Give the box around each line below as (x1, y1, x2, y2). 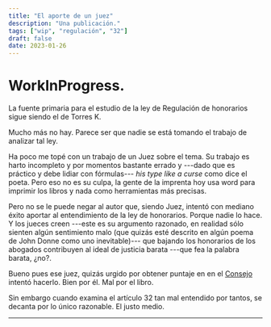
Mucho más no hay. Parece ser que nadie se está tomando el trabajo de (8, 128, 248, 137)
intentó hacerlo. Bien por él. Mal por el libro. (8, 278, 154, 287)
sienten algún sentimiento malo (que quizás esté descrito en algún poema (8, 228, 254, 237)
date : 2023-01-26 (8, 42, 67, 50)
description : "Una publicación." (8, 19, 121, 27)
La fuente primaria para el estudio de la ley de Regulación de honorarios (8, 103, 248, 113)
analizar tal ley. (8, 136, 58, 146)
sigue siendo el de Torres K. (8, 112, 102, 122)
